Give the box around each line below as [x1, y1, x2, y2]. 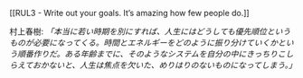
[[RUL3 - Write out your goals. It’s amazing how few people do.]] [9, 8, 251, 18]
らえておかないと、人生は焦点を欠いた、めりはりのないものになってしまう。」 [9, 60, 297, 70]
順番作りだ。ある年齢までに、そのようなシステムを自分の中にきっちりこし [16, 48, 294, 59]
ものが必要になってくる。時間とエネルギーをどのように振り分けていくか [9, 38, 279, 48]
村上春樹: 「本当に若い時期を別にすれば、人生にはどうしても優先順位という [9, 26, 291, 37]
